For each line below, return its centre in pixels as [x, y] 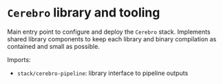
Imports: [19, 59]
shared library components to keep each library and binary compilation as [112, 39]
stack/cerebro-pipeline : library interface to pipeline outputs [103, 73]
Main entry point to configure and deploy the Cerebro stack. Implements [109, 32]
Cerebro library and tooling [84, 13]
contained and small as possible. [53, 46]
